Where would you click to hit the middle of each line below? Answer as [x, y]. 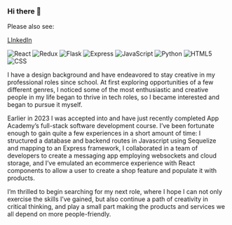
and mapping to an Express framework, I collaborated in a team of [103, 148]
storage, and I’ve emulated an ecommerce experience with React [101, 163]
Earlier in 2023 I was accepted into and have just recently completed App [113, 118]
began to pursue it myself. [45, 105]
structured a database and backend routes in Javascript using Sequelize [112, 141]
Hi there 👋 [25, 11]
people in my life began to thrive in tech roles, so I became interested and [113, 97]
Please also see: [31, 27]
